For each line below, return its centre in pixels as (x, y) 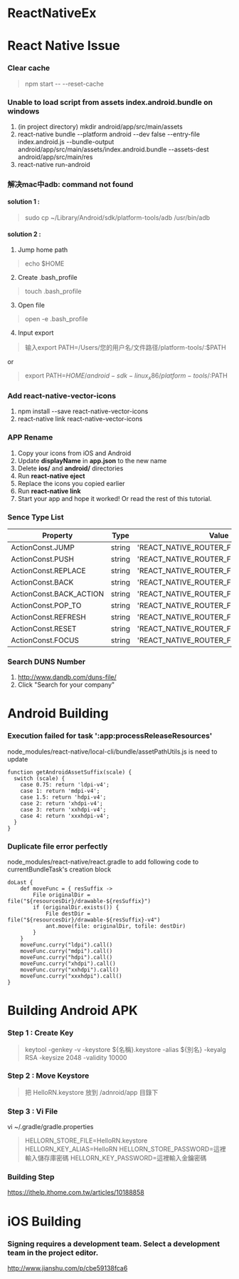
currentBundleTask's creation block (59, 869)
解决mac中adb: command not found (70, 184)
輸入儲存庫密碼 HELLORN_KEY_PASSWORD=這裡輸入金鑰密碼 (116, 1158)
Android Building (58, 713)
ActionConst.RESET (44, 628)
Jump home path (43, 250)
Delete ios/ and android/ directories (70, 468)
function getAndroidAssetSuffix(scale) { (70, 772)
